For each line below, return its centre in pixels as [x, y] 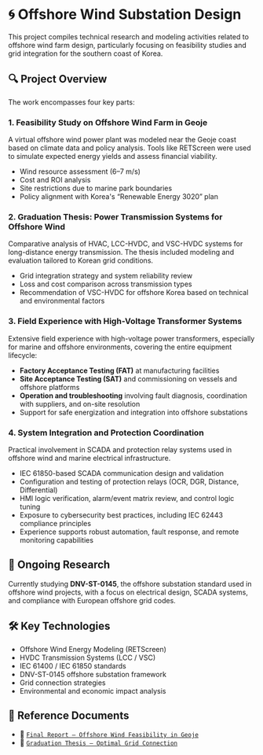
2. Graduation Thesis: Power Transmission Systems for [115, 216]
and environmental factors [62, 301]
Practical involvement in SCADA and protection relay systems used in [120, 449]
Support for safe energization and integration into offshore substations [133, 412]
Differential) [38, 490]
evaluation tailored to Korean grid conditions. [81, 260]
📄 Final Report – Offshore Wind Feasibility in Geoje [109, 735]
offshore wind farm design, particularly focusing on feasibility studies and [128, 45]
